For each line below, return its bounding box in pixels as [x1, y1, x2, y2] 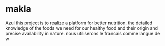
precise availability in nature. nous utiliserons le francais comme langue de [5, 30, 160, 36]
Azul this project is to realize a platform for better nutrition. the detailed [5, 20, 153, 26]
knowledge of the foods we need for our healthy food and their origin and [5, 25, 158, 31]
